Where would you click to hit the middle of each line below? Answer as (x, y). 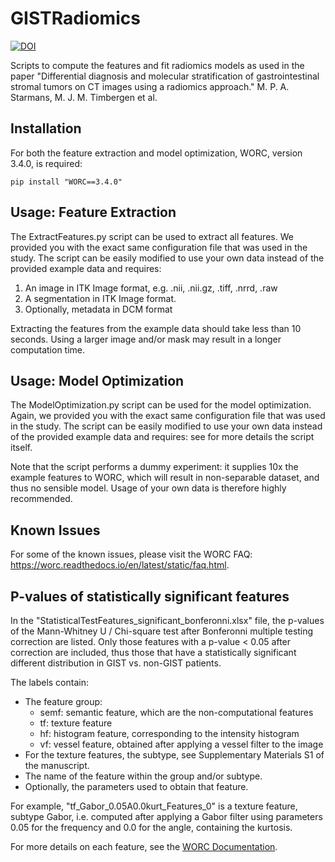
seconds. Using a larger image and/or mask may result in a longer (146, 339)
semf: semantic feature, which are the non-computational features (176, 712)
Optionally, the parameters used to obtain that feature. (136, 786)
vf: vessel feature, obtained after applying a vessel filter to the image (181, 744)
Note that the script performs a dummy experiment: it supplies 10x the (154, 467)
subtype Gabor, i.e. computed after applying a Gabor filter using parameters (166, 816)
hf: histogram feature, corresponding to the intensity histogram (169, 733)
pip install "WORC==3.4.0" (66, 182)
